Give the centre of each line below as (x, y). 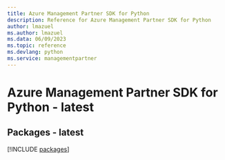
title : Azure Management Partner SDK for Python (78, 13)
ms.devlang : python (35, 52)
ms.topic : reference (37, 46)
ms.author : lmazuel (35, 33)
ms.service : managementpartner (52, 59)
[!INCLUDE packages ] (38, 149)
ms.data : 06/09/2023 (37, 39)
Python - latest (51, 107)
